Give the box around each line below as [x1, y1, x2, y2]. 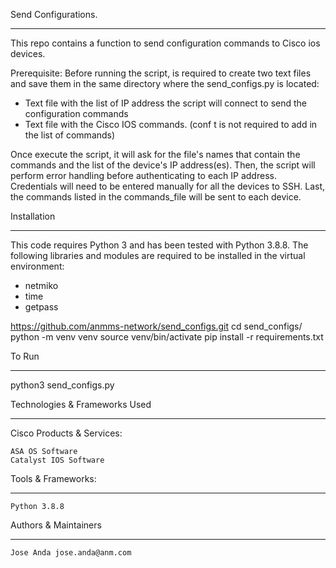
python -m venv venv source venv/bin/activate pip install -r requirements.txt [10, 331, 324, 343]
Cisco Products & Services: [10, 427, 123, 439]
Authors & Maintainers [10, 519, 102, 531]
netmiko [24, 280, 59, 291]
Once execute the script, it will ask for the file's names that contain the [10, 149, 301, 160]
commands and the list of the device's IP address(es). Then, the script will [10, 159, 316, 171]
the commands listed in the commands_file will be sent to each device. [10, 191, 302, 203]
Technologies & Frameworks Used [10, 399, 152, 410]
